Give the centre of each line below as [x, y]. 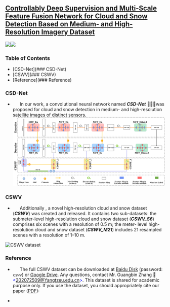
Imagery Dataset [68, 32]
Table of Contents [28, 58]
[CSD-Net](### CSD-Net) [39, 69]
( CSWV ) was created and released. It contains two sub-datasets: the [84, 214]
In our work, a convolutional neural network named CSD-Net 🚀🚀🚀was [92, 104]
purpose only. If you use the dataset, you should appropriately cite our [86, 285]
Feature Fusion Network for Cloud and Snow [76, 16]
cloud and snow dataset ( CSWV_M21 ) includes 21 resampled [98, 230]
